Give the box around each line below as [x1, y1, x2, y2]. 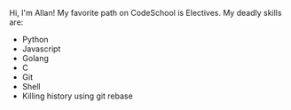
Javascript [21, 43, 61, 54]
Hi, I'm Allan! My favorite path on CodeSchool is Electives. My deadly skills [9, 8, 282, 18]
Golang [21, 53, 49, 63]
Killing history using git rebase [21, 90, 133, 101]
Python [21, 35, 49, 44]
